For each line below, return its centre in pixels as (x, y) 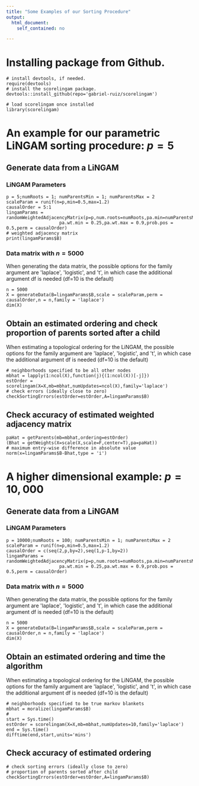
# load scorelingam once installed (50, 104)
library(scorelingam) (33, 110)
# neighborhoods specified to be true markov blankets (75, 703)
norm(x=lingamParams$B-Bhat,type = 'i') (57, 453)
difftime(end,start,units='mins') (49, 735)
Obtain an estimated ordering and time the (86, 657)
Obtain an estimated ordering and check (82, 323)
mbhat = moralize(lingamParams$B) (49, 709)
